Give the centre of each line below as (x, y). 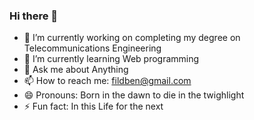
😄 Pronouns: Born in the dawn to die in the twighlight (134, 95)
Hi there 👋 (34, 16)
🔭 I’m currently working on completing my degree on (132, 38)
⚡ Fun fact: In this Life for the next (93, 106)
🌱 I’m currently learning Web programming (111, 59)
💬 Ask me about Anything (76, 70)
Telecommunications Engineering (92, 48)
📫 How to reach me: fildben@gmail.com (107, 81)
